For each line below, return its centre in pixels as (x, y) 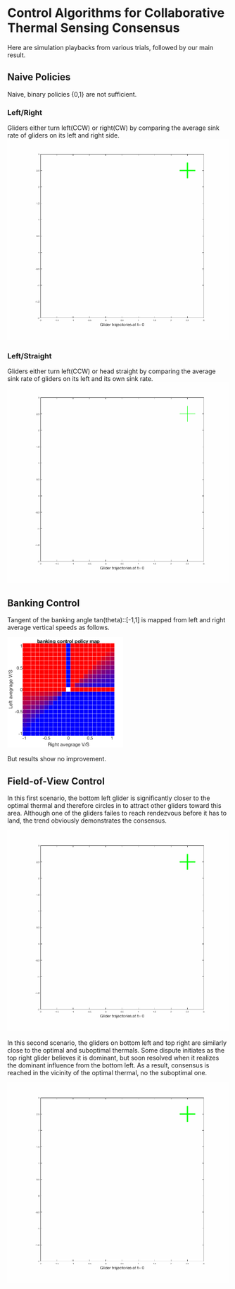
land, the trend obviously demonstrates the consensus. (87, 821)
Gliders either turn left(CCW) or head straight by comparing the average (112, 371)
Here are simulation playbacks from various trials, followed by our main (110, 47)
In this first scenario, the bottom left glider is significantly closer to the (109, 798)
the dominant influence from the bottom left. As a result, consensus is (108, 1065)
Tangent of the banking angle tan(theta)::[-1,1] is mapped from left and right (116, 620)
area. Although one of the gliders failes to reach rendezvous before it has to (117, 813)
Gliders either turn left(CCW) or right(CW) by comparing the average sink (113, 128)
